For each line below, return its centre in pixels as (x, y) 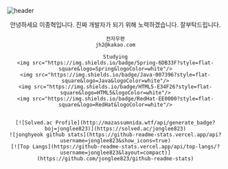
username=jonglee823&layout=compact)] (115, 153)
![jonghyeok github (37, 135)
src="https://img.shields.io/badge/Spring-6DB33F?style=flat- (123, 63)
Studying (115, 57)
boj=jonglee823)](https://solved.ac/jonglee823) (115, 129)
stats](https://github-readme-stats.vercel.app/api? (145, 135)
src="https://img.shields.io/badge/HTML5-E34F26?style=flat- (123, 87)
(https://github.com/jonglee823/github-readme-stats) (115, 159)
